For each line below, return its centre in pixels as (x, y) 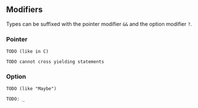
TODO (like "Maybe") (32, 89)
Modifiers (25, 10)
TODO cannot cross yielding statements (55, 62)
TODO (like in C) (27, 52)
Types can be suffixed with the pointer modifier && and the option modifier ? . (99, 24)
